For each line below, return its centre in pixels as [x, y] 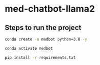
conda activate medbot [29, 48]
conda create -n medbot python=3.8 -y [46, 39]
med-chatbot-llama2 [50, 9]
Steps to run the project [43, 28]
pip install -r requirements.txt [40, 57]
